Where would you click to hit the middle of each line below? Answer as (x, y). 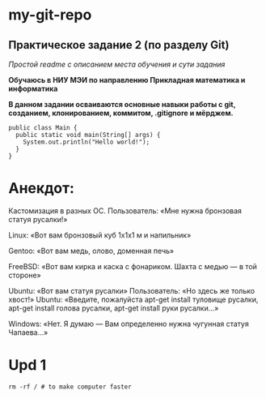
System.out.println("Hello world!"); (87, 142)
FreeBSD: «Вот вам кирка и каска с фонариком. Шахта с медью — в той (133, 266)
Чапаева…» (28, 332)
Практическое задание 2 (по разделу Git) (119, 45)
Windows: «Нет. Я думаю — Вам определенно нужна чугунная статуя (129, 324)
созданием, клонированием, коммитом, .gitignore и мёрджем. (121, 113)
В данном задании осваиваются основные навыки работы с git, (122, 104)
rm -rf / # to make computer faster (70, 387)
